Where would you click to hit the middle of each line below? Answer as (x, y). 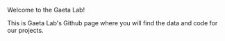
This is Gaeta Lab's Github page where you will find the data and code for (112, 23)
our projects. (25, 30)
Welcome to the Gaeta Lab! (46, 10)
